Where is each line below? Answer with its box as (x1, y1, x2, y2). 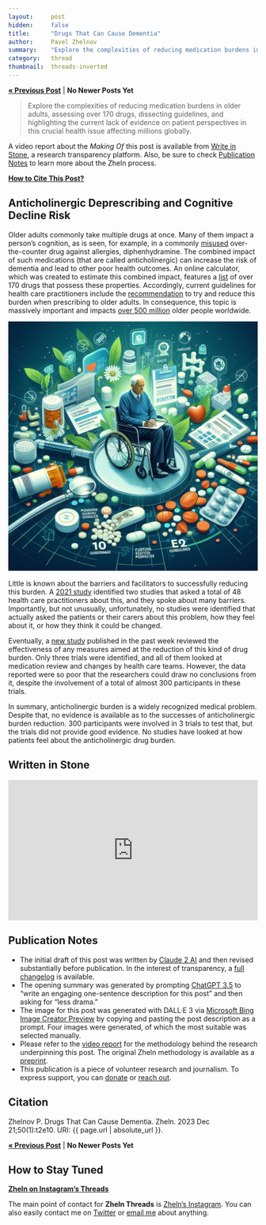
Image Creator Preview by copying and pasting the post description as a (19, 1014, 256, 1023)
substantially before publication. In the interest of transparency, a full (19, 963, 245, 973)
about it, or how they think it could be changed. (8, 620, 162, 630)
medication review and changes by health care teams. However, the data (8, 661, 246, 670)
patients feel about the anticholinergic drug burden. (8, 735, 177, 745)
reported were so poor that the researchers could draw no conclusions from (8, 669, 256, 679)
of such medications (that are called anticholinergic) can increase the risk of (8, 255, 257, 264)
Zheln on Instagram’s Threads (8, 1184, 109, 1194)
